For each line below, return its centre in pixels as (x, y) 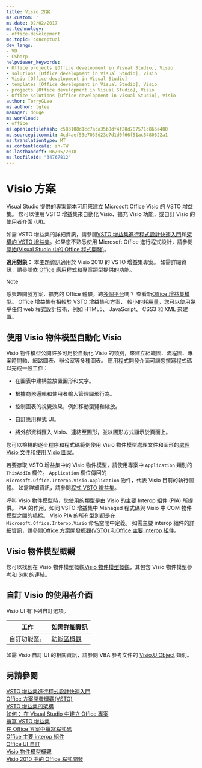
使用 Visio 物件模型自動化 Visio (64, 337)
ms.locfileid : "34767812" (38, 157)
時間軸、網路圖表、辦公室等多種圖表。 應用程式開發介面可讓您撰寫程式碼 (102, 361)
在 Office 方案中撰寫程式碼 (39, 729)
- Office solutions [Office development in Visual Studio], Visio (91, 96)
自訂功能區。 (28, 639)
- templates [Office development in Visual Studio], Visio (82, 85)
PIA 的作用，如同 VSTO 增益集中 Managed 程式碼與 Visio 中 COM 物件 (105, 508)
